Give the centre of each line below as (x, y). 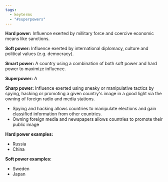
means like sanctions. (27, 39)
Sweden (21, 169)
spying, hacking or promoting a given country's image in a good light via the (83, 94)
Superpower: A (21, 79)
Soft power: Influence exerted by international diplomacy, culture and (77, 49)
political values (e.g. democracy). (39, 54)
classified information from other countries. (57, 114)
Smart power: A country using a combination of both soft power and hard (81, 64)
